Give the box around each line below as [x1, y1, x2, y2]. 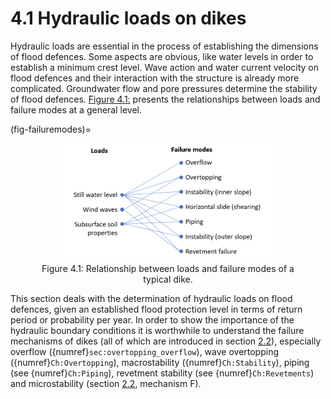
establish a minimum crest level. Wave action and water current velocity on [10, 61, 320, 73]
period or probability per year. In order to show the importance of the [10, 314, 295, 326]
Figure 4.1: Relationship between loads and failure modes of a [41, 263, 295, 275]
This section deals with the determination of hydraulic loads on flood [10, 293, 293, 305]
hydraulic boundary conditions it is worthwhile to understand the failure [10, 325, 305, 337]
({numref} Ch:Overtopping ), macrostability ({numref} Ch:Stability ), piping [10, 357, 310, 369]
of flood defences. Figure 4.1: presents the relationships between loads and [10, 93, 321, 105]
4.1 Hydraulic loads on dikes [10, 7, 247, 30]
